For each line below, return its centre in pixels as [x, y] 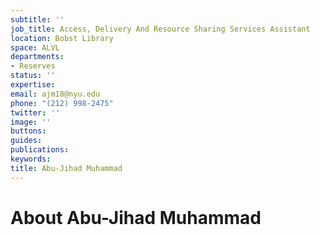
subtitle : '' [37, 19]
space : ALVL [35, 47]
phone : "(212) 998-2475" [62, 103]
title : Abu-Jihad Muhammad [66, 168]
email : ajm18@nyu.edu [55, 94]
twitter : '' [35, 112]
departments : [37, 57]
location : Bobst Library [62, 38]
